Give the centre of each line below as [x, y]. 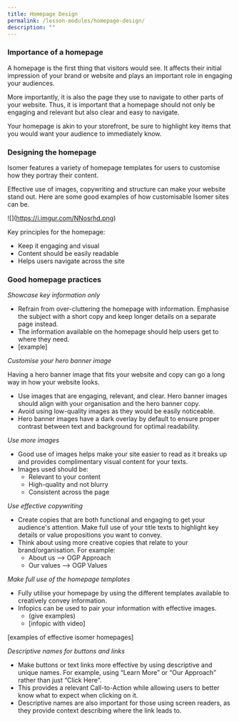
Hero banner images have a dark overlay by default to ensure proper [118, 419]
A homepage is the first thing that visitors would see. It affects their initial [115, 68]
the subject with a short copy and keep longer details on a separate [117, 317]
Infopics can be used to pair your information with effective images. [117, 608]
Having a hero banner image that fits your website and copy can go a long [116, 375]
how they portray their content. [53, 175]
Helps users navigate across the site [71, 261]
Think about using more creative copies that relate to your [103, 543]
